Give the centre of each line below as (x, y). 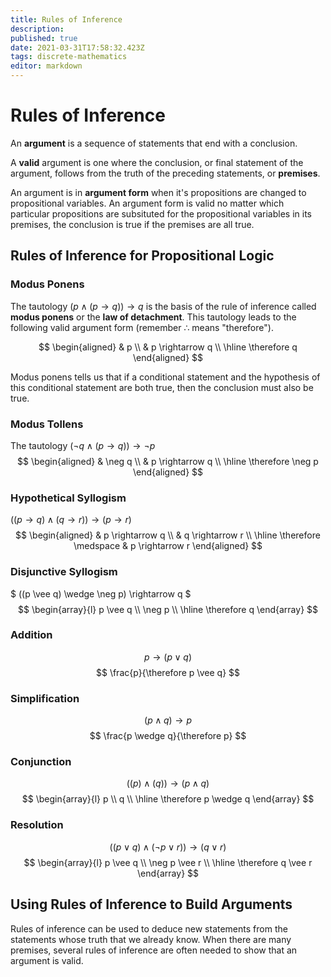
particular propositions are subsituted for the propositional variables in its (161, 213)
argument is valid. (47, 960)
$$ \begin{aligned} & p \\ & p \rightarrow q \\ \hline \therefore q (168, 347)
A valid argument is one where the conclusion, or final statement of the (157, 162)
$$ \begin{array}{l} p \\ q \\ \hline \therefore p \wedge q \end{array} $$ (168, 799)
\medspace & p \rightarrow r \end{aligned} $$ (168, 546)
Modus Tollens (47, 424)
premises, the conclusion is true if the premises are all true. (132, 224)
